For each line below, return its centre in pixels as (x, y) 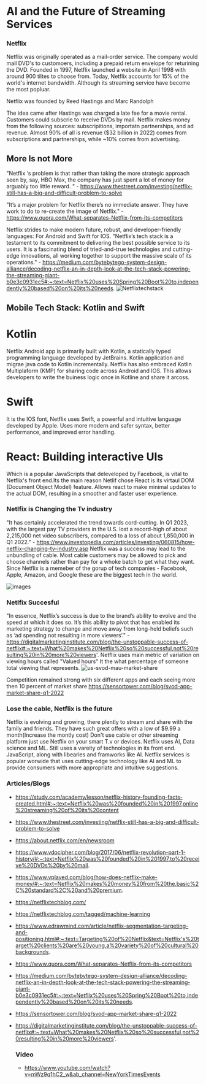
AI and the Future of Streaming (86, 11)
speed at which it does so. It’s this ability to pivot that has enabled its (93, 622)
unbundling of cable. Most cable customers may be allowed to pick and (97, 555)
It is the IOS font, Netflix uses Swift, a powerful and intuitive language (94, 419)
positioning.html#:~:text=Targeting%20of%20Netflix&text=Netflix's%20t (107, 939)
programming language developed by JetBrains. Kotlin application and (95, 358)
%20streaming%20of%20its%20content (67, 810)
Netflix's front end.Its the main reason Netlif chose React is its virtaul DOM (100, 480)
